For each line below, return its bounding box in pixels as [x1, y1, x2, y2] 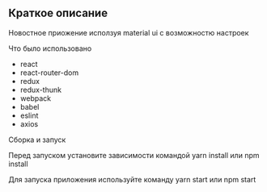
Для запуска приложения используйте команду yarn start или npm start [8, 174, 256, 184]
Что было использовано [8, 44, 92, 53]
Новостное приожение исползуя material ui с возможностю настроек [8, 27, 249, 37]
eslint [19, 111, 39, 120]
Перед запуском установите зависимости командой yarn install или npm [8, 150, 260, 160]
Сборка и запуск [8, 135, 66, 144]
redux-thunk [19, 85, 62, 94]
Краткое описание [8, 6, 108, 20]
